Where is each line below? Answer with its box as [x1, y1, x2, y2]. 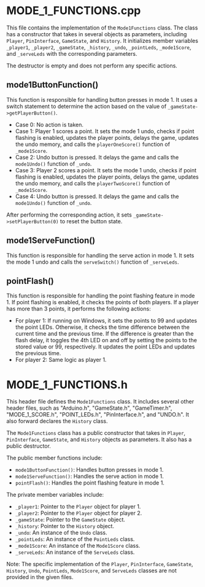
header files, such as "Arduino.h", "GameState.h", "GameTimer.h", [6, 404, 172, 412]
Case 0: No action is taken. [15, 121, 84, 128]
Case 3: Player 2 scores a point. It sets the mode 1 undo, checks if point [15, 166, 197, 174]
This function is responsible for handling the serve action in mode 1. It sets [6, 251, 195, 259]
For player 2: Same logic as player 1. [15, 356, 107, 364]
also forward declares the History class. [6, 418, 108, 425]
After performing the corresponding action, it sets [6, 211, 132, 218]
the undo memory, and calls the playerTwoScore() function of [15, 179, 171, 187]
